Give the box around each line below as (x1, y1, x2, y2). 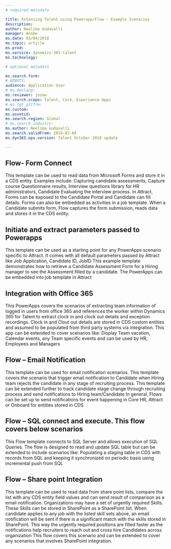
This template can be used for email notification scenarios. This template (5, 369, 159, 375)
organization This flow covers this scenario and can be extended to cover (5, 532, 161, 538)
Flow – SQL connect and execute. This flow (5, 417, 145, 425)
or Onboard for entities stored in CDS (5, 402, 84, 408)
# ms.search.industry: (5, 121, 54, 126)
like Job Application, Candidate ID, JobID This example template (5, 258, 141, 264)
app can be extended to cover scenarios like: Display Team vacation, (5, 330, 151, 336)
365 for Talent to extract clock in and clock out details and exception (5, 314, 150, 320)
